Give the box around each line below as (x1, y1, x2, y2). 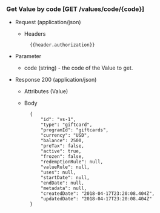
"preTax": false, (40, 143, 85, 149)
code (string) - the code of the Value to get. (24, 64, 133, 71)
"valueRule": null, (40, 164, 90, 171)
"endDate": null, (40, 180, 85, 186)
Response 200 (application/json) (15, 76, 97, 84)
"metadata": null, (40, 185, 87, 192)
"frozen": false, (40, 154, 85, 160)
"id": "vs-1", (40, 117, 76, 123)
